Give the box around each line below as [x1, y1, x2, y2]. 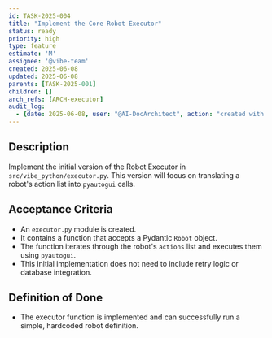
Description [8, 140, 69, 154]
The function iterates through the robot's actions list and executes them [20, 241, 262, 251]
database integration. [20, 267, 92, 277]
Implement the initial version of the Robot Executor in [8, 162, 186, 171]
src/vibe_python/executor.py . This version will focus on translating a [8, 170, 240, 180]
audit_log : [8, 102, 46, 110]
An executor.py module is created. [20, 224, 137, 234]
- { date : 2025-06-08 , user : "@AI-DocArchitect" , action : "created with [15, 110, 265, 119]
